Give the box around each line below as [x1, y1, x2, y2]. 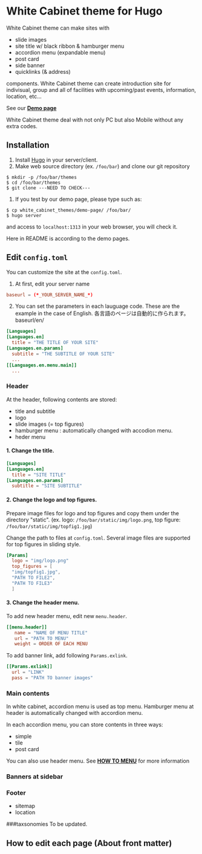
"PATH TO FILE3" [11, 580, 53, 586]
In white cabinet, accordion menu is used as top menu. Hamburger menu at [6, 703, 194, 710]
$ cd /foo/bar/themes [6, 180, 61, 186]
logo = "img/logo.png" [11, 558, 69, 564]
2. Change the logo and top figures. [6, 496, 97, 503]
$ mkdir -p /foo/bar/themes [6, 174, 77, 180]
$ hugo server [6, 212, 42, 218]
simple [15, 733, 32, 740]
